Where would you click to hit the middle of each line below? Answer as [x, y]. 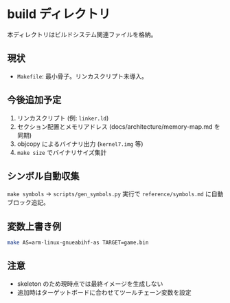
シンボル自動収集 [43, 176]
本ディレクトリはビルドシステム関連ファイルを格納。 [82, 34]
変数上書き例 [34, 226]
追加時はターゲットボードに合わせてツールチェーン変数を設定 [104, 292]
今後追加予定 [34, 100]
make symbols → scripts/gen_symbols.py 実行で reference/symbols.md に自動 [115, 194]
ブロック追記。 [28, 202]
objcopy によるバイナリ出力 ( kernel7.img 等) [80, 144]
